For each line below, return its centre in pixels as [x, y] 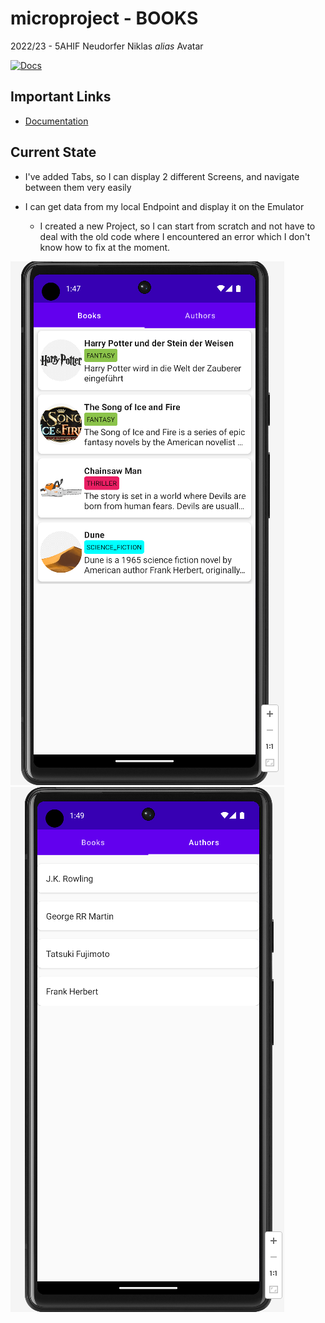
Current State [53, 152]
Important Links [61, 97]
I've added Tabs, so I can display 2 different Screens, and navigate [162, 176]
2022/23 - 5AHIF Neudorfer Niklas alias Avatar [107, 46]
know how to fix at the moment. [105, 247]
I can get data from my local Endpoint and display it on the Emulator [164, 206]
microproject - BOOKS [104, 18]
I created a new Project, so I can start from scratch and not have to [177, 226]
